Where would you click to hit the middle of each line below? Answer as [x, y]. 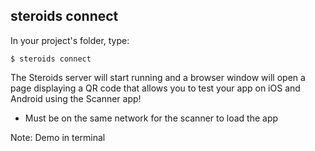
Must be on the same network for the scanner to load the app [151, 118]
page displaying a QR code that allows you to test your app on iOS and [155, 88]
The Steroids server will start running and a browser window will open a [158, 77]
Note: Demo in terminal [58, 137]
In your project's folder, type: [70, 40]
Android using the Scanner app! [76, 98]
